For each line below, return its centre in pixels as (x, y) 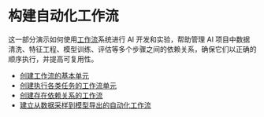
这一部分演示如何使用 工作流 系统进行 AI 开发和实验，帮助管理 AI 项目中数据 (129, 39)
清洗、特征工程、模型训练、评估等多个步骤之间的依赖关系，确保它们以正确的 (132, 49)
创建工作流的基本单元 (54, 75)
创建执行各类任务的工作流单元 (68, 85)
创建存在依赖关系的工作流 (61, 95)
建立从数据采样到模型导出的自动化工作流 (85, 105)
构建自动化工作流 (64, 16)
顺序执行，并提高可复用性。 (53, 59)
